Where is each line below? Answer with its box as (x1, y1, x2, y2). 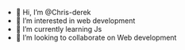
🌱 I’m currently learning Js (15, 25, 102, 33)
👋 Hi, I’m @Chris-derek (15, 8, 91, 17)
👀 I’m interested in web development (15, 16, 136, 25)
